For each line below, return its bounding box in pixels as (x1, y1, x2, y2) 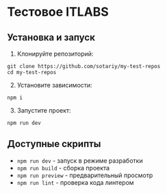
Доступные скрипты (7, 138, 101, 150)
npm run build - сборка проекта (16, 163, 110, 172)
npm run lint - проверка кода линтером (16, 178, 135, 186)
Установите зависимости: (16, 81, 92, 89)
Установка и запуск (7, 32, 96, 43)
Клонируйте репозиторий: (16, 49, 94, 58)
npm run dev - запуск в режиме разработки (16, 156, 143, 165)
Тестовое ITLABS (7, 4, 110, 20)
